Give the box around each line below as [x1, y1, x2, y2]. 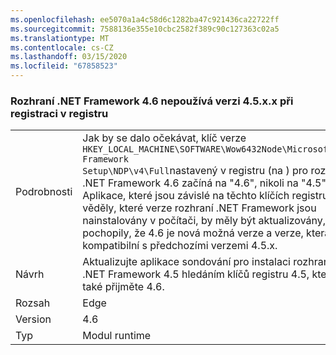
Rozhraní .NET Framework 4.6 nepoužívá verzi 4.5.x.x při [10, 94, 294, 108]
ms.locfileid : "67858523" [10, 61, 118, 71]
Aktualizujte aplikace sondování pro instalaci [82, 255, 291, 269]
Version [15, 312, 52, 326]
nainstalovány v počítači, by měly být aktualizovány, [82, 214, 327, 228]
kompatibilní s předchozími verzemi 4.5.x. [82, 239, 278, 253]
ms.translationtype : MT [10, 33, 110, 43]
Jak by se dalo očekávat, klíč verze [82, 131, 247, 145]
